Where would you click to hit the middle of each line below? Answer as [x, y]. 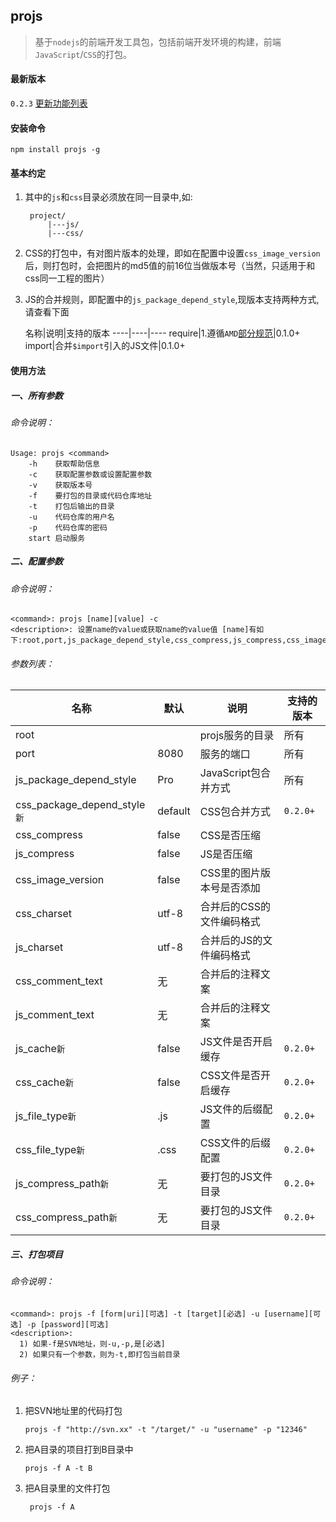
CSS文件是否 [230, 1076]
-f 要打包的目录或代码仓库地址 [90, 495]
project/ [48, 216]
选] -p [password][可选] [60, 1324]
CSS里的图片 [230, 873]
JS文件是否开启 [236, 1042]
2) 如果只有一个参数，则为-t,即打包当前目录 [100, 1354]
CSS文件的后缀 [235, 1143]
